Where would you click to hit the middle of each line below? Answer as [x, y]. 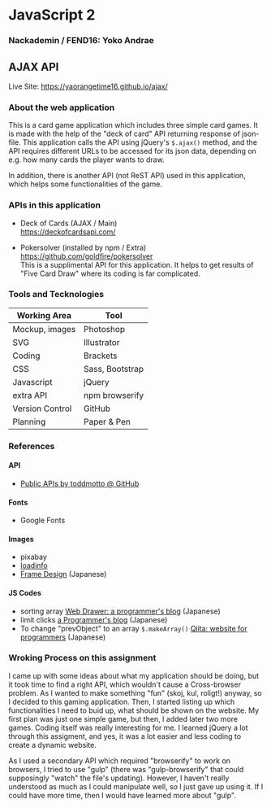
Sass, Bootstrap [114, 369]
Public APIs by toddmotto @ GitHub [80, 483]
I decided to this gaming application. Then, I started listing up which [122, 701]
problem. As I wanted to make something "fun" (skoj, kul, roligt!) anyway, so [135, 692]
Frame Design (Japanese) [63, 574]
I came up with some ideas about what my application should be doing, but [134, 675]
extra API [30, 395]
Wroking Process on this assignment [82, 658]
